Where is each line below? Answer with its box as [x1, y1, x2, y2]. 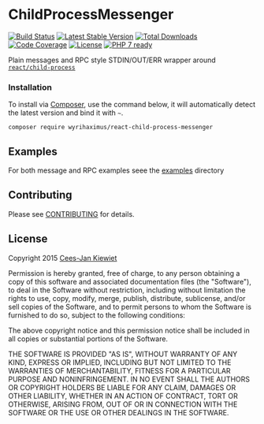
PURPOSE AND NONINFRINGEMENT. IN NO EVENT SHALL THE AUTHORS [8, 374, 251, 384]
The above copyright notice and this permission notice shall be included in [8, 325, 250, 335]
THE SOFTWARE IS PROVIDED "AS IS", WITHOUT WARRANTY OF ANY [8, 349, 238, 359]
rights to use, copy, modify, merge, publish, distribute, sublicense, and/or [8, 293, 246, 303]
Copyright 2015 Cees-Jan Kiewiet [8, 253, 117, 262]
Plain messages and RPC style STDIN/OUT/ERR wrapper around [8, 55, 217, 65]
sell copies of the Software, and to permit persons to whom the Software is [8, 302, 252, 311]
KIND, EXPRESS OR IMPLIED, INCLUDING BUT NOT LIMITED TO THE [8, 357, 232, 367]
